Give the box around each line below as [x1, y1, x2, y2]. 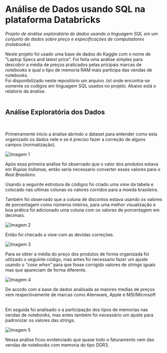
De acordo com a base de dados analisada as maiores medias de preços [5, 286, 155, 292]
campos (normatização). [5, 141, 56, 147]
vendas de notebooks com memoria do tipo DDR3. [5, 341, 109, 348]
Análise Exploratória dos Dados [5, 108, 105, 116]
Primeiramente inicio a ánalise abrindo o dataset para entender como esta [5, 131, 157, 137]
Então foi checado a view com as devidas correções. [5, 231, 114, 237]
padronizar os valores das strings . [5, 317, 75, 323]
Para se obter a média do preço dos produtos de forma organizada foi [5, 251, 149, 257]
